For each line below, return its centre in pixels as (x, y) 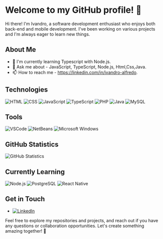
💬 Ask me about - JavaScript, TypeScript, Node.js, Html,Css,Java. (79, 67)
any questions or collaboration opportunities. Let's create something (75, 226)
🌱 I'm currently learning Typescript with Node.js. (61, 62)
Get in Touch (25, 199)
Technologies (27, 90)
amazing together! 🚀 (26, 231)
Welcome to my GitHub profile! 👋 (73, 10)
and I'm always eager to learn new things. (48, 34)
